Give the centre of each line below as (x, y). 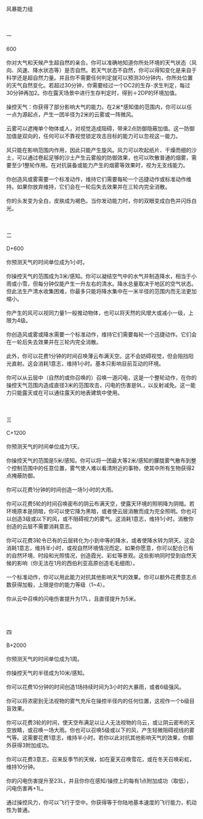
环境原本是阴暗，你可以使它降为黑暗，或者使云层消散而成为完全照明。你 (96, 511)
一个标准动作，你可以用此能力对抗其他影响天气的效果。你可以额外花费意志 (99, 577)
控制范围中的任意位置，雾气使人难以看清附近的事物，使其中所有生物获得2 (103, 468)
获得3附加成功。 (32, 745)
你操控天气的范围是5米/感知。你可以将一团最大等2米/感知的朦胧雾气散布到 (99, 460)
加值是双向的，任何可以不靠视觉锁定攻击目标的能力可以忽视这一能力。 (94, 136)
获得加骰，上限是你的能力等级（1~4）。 (60, 585)
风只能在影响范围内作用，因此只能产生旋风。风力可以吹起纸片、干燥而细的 (99, 150)
